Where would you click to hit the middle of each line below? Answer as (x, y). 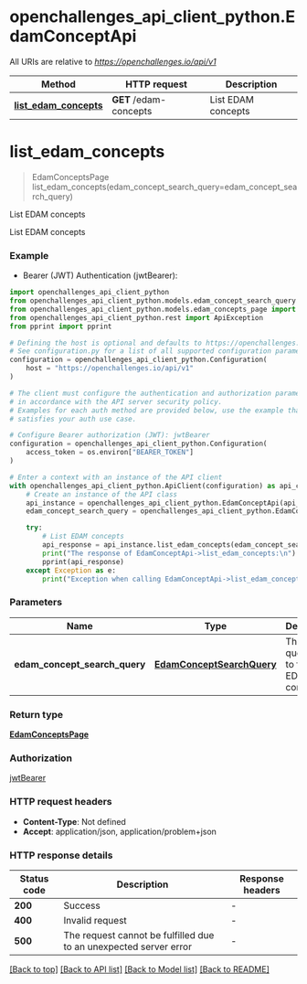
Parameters (36, 603)
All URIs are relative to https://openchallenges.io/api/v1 (113, 61)
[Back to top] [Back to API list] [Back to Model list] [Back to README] (139, 969)
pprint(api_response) (84, 562)
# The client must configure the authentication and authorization (141, 393)
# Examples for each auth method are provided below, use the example (147, 410)
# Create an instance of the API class (102, 494)
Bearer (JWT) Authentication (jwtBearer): (100, 275)
